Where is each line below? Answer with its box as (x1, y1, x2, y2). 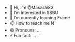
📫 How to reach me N (9, 20, 54, 26)
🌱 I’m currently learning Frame (9, 15, 70, 20)
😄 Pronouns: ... (9, 27, 41, 33)
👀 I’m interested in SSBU (9, 10, 59, 15)
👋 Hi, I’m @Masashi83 (9, 5, 54, 10)
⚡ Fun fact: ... (9, 33, 36, 38)
